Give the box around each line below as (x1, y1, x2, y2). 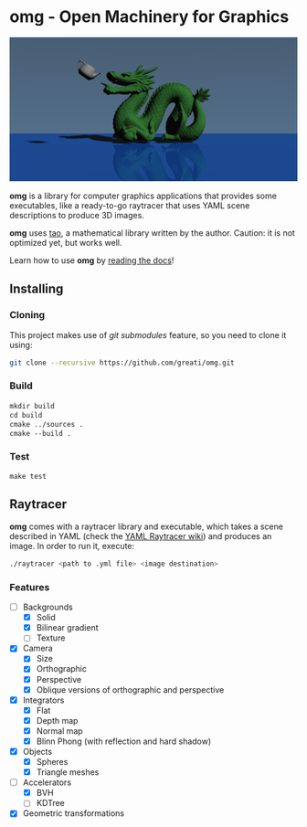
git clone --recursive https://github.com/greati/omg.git (9, 358, 235, 367)
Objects (22, 746, 53, 757)
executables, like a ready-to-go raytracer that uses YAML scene (9, 199, 250, 211)
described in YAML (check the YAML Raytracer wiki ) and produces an (9, 530, 272, 541)
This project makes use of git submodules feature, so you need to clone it (9, 329, 287, 340)
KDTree (36, 798, 66, 809)
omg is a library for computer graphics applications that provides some (9, 190, 277, 201)
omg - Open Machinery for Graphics (9, 6, 290, 27)
